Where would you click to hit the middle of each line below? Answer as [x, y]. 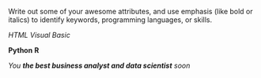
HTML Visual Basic [40, 35]
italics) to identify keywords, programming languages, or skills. [110, 20]
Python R [24, 50]
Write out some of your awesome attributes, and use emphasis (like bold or [130, 11]
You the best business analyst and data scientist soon [99, 65]
